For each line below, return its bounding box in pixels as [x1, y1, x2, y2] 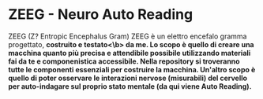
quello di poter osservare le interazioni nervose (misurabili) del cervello [8, 73, 247, 82]
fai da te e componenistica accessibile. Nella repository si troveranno [8, 57, 240, 66]
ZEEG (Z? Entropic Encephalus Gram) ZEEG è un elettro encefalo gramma [8, 31, 247, 41]
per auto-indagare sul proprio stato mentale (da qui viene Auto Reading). [8, 81, 252, 91]
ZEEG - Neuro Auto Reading [8, 5, 193, 24]
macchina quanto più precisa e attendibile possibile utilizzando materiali [8, 48, 251, 57]
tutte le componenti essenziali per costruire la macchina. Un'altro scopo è [8, 64, 256, 74]
